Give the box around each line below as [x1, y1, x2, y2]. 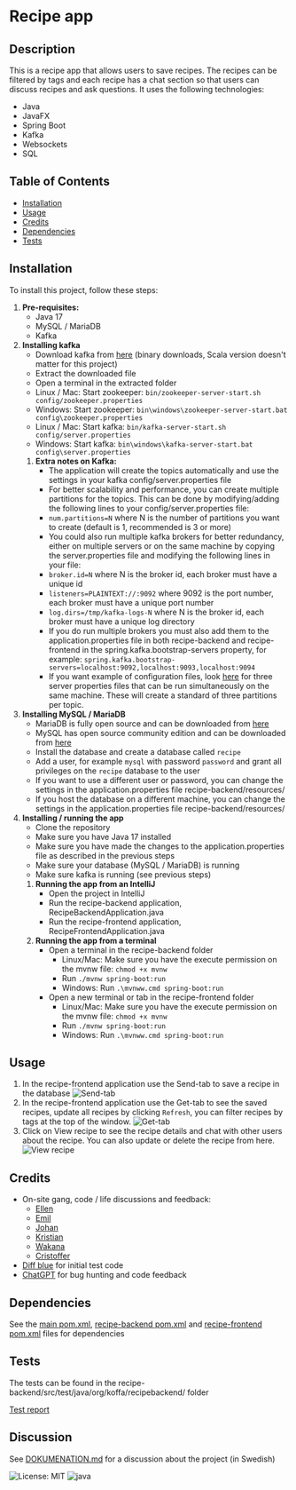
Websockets [21, 139, 68, 149]
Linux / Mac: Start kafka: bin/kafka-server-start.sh [35, 421, 227, 432]
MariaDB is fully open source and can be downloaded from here [35, 717, 269, 729]
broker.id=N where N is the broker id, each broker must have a [48, 568, 277, 579]
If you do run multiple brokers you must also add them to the [48, 625, 270, 636]
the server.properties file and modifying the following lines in [48, 550, 270, 560]
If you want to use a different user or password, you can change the [35, 774, 284, 785]
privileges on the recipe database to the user [35, 765, 201, 776]
